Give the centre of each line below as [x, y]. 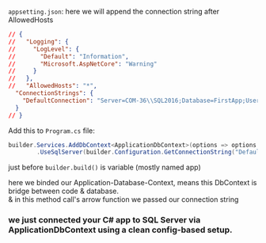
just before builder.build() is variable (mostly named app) [105, 167]
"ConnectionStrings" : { [54, 93]
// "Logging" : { [38, 42]
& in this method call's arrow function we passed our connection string [123, 199]
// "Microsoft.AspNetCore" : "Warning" [83, 64]
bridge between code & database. [64, 191]
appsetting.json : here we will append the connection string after [114, 11]
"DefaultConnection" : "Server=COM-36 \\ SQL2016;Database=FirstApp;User [141, 101]
